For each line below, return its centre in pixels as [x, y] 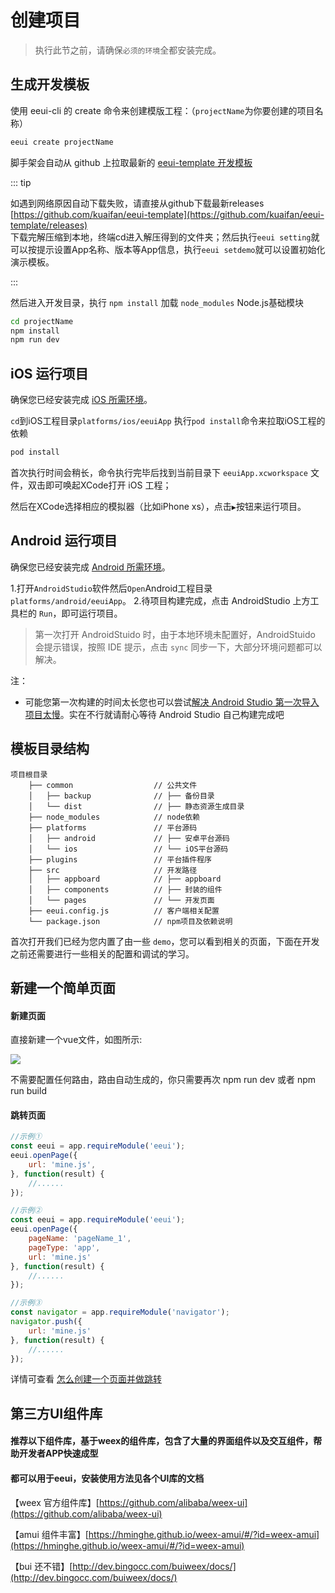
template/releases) [49, 225]
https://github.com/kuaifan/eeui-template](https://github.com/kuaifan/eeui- [169, 214]
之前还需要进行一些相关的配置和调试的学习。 [102, 953]
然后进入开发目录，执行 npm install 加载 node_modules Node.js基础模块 [157, 302]
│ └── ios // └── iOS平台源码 [128, 849]
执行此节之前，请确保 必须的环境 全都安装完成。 [128, 50]
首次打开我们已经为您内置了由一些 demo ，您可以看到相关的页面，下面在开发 [165, 941]
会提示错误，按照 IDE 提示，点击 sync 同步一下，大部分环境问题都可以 [178, 647]
